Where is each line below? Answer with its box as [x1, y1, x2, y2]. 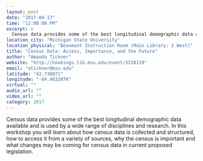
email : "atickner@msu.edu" [6, 65, 74, 71]
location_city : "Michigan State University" [6, 37, 120, 43]
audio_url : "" [6, 88, 42, 94]
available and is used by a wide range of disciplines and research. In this [6, 122, 187, 129]
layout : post [6, 8, 39, 15]
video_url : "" [6, 93, 42, 99]
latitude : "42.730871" [6, 71, 63, 77]
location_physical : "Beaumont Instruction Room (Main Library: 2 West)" [6, 43, 193, 49]
